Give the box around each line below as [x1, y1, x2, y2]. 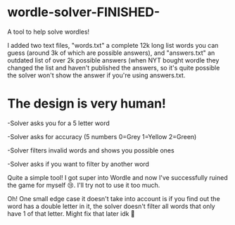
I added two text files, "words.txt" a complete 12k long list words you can [7, 41, 219, 49]
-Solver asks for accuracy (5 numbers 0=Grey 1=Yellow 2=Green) [7, 132, 197, 141]
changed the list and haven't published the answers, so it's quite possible [7, 63, 220, 72]
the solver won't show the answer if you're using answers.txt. [7, 71, 186, 79]
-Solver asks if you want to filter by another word [7, 160, 150, 168]
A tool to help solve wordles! [7, 27, 90, 36]
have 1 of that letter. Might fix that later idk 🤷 [7, 209, 135, 218]
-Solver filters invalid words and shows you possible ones [7, 146, 174, 155]
